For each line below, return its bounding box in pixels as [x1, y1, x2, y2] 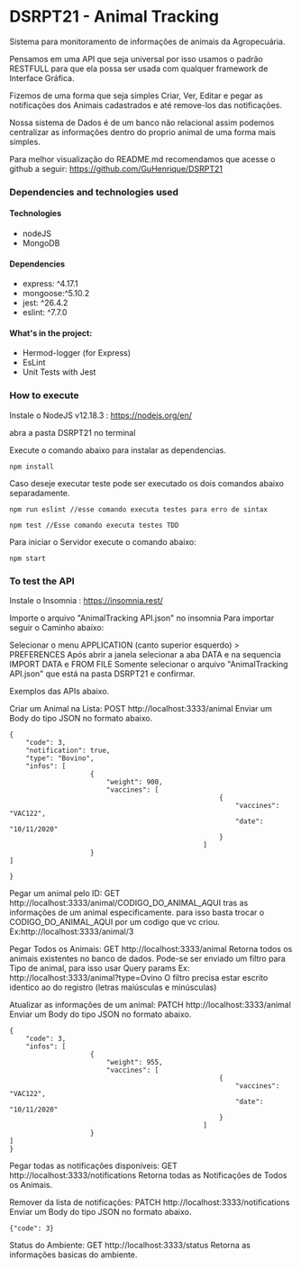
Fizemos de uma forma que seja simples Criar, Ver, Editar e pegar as [9, 90, 263, 101]
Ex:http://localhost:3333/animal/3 [9, 926, 134, 938]
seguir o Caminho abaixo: [9, 622, 105, 633]
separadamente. [9, 487, 70, 498]
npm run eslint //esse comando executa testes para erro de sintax [9, 504, 269, 514]
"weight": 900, [105, 777, 164, 787]
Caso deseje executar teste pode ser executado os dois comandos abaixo [9, 477, 284, 488]
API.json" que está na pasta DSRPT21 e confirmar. [9, 668, 196, 679]
